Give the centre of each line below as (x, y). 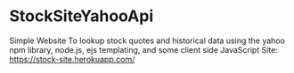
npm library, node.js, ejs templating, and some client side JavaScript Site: (143, 49)
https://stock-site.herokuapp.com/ (72, 59)
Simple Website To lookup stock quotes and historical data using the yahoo (147, 40)
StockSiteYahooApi (82, 16)
